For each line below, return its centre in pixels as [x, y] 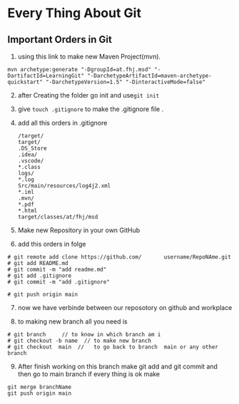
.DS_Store [32, 148]
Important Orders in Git [60, 40]
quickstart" [25, 82]
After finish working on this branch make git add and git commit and [117, 366]
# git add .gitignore [40, 276]
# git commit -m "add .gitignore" [59, 282]
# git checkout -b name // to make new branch [80, 341]
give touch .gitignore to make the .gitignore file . [91, 109]
